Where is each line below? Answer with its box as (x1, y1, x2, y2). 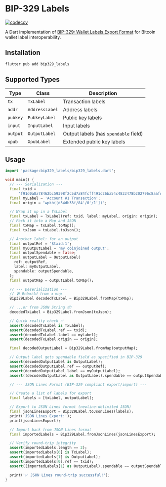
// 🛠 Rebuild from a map (9, 291, 62, 297)
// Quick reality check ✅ (9, 318, 64, 323)
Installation (5, 48, 41, 57)
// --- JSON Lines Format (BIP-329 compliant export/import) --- (9, 382, 147, 387)
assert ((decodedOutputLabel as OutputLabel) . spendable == (9, 373, 132, 378)
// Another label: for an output (9, 236, 79, 241)
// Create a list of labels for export (9, 391, 92, 396)
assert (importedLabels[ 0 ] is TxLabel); (9, 450, 92, 455)
